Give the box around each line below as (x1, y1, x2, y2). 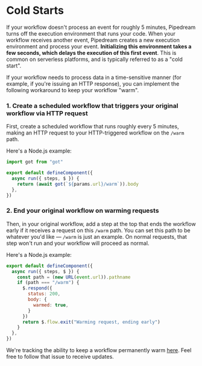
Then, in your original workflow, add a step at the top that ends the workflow (6, 220, 196, 227)
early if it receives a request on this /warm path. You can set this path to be (6, 227, 191, 234)
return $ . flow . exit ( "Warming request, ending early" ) (22, 319, 161, 325)
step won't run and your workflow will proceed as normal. (6, 239, 150, 247)
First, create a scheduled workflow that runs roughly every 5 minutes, (6, 123, 179, 130)
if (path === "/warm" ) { (17, 280, 80, 286)
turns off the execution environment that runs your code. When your (6, 30, 176, 37)
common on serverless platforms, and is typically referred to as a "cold (6, 55, 183, 63)
